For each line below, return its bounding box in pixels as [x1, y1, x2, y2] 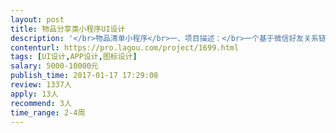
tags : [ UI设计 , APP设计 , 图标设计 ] [10, 52, 138, 62]
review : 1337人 [10, 80, 72, 90]
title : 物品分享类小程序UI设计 [10, 24, 126, 34]
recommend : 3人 [10, 98, 72, 108]
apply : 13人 [10, 89, 59, 99]
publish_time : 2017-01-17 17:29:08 [10, 71, 159, 81]
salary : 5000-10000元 [10, 61, 99, 71]
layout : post [10, 14, 65, 25]
